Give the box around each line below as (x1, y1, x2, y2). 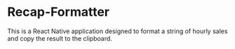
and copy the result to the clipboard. (7, 34, 112, 42)
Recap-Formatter (7, 4, 110, 20)
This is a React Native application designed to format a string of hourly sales (7, 27, 228, 35)
